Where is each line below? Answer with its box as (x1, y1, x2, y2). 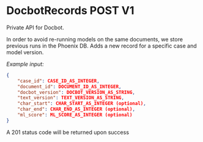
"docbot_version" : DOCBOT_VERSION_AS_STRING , (17, 89, 136, 95)
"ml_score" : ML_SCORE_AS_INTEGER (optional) (17, 112, 133, 118)
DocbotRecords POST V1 (6, 4, 135, 18)
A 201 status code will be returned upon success (6, 129, 130, 136)
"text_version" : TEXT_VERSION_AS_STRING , (17, 95, 124, 101)
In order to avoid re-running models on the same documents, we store (6, 35, 183, 43)
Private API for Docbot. (6, 24, 64, 31)
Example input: (6, 60, 44, 68)
